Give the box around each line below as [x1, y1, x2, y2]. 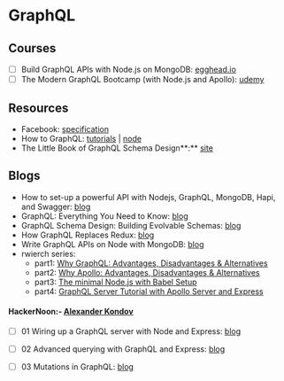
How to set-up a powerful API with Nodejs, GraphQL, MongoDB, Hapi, [20, 191, 276, 202]
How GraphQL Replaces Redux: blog [20, 229, 155, 240]
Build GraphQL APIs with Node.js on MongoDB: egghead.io [20, 64, 236, 74]
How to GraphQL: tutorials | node [20, 133, 142, 144]
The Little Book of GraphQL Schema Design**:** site [20, 143, 214, 153]
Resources [8, 100, 69, 115]
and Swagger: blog [20, 201, 91, 212]
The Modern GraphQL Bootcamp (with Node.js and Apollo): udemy [20, 74, 265, 85]
